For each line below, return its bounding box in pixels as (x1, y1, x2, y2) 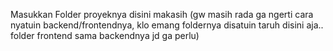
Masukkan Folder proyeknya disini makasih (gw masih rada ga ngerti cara (10, 9, 314, 20)
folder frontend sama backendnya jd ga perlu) (10, 30, 200, 41)
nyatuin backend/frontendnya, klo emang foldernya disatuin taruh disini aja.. (10, 19, 324, 31)
